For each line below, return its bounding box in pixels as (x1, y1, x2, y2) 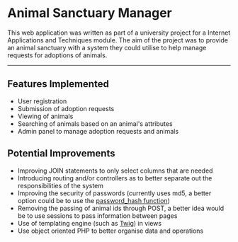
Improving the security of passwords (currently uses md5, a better (17, 189, 212, 197)
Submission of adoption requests (17, 104, 115, 113)
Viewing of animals (17, 112, 74, 120)
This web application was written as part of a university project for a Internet (7, 28, 231, 37)
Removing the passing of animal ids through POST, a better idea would (17, 204, 225, 212)
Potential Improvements (7, 147, 115, 160)
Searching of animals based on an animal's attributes (17, 119, 173, 128)
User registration (17, 97, 67, 105)
